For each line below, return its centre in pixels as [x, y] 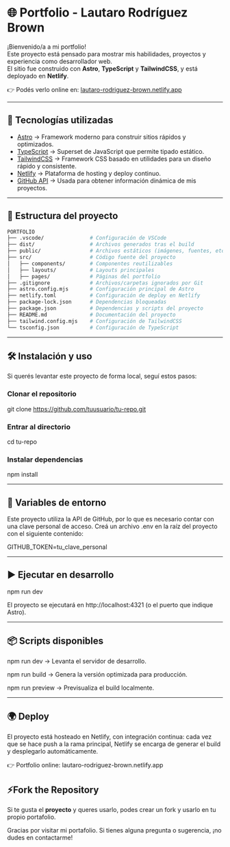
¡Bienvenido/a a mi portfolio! [47, 47]
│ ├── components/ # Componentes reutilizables [90, 263]
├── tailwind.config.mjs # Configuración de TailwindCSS [95, 321]
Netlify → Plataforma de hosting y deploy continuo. [89, 173]
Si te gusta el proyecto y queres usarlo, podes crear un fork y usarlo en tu [112, 810]
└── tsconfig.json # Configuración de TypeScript [93, 328]
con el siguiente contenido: [46, 534]
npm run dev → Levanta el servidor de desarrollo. [77, 661]
